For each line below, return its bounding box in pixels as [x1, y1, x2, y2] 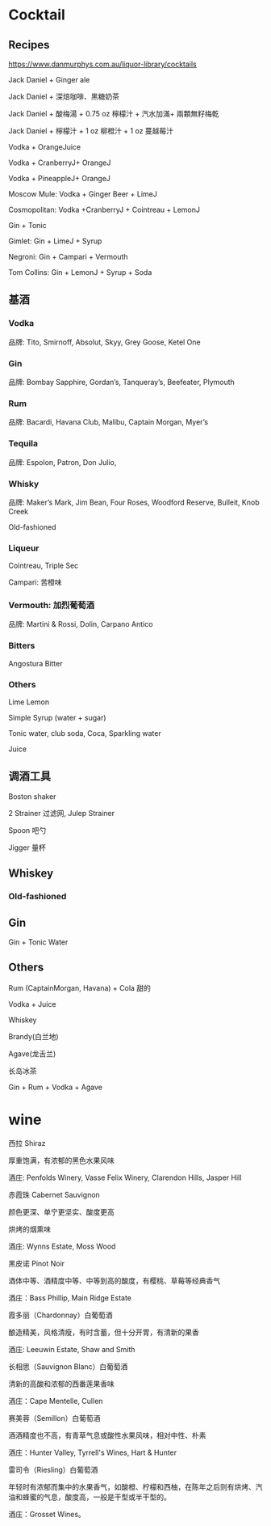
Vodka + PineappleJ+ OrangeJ [8, 174, 111, 183]
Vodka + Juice [8, 999, 56, 1008]
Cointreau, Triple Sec [8, 560, 79, 571]
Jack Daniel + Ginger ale [8, 75, 90, 84]
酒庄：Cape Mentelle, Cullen [8, 1396, 103, 1406]
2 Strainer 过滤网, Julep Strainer [8, 808, 115, 818]
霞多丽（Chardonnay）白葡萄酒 [8, 1310, 113, 1320]
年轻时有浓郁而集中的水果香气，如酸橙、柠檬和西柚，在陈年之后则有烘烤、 [8, 1482, 256, 1491]
